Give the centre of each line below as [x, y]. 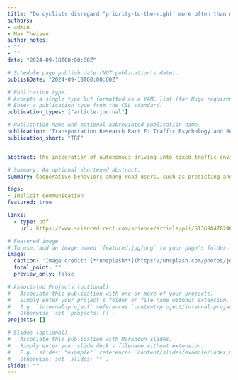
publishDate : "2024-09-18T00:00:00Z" [63, 79]
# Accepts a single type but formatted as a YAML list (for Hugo [106, 99]
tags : [15, 189]
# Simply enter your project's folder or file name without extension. [119, 300]
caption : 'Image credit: [50, 261]
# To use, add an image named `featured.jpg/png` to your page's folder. [119, 248]
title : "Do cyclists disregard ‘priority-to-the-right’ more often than [117, 14]
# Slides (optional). [39, 333]
